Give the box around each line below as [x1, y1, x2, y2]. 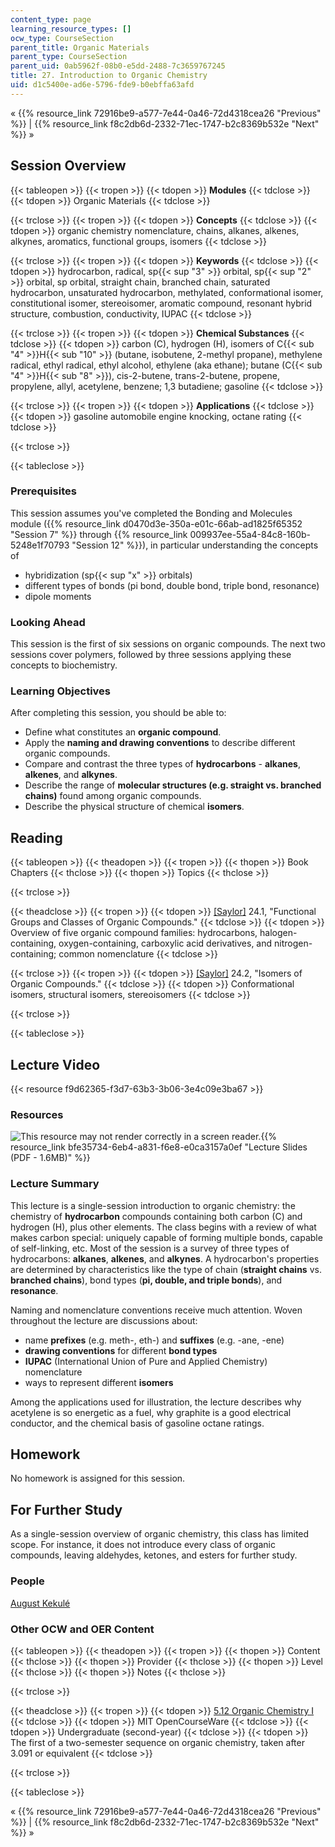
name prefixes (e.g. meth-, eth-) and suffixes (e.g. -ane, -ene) [24, 1334, 285, 1346]
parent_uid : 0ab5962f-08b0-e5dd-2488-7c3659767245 [10, 61, 226, 71]
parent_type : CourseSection [10, 52, 128, 62]
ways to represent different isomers [24, 1376, 174, 1388]
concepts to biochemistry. [10, 659, 118, 671]
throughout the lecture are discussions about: [10, 1314, 198, 1326]
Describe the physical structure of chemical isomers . [24, 801, 245, 813]
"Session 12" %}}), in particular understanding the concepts [71, 539, 319, 551]
